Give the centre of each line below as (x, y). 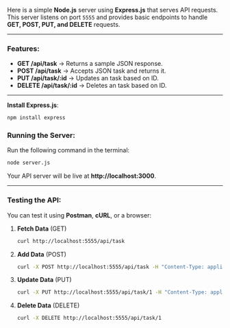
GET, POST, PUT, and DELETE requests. (64, 24)
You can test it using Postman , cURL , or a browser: (79, 215)
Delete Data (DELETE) (48, 305)
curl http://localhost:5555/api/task (71, 241)
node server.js (29, 163)
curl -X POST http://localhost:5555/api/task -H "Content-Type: (111, 267)
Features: (23, 49)
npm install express (37, 118)
